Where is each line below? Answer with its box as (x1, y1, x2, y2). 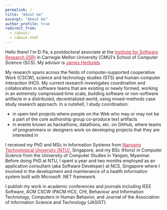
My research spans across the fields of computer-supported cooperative (5, 69, 156, 75)
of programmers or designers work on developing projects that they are (12, 126, 160, 132)
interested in (12, 132, 38, 138)
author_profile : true (5, 21, 50, 26)
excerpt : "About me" (5, 16, 48, 21)
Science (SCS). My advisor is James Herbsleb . (5, 59, 101, 65)
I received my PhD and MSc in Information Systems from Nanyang (5, 141, 141, 147)
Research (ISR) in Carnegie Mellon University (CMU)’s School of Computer (5, 54, 159, 60)
